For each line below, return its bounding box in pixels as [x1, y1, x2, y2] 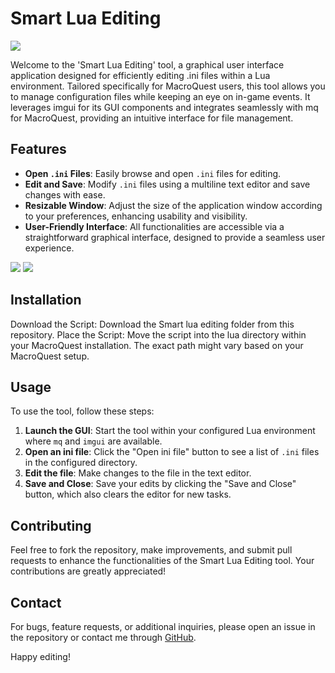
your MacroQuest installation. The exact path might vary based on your [10, 339, 304, 351]
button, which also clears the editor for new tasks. [24, 488, 232, 501]
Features [10, 141, 67, 158]
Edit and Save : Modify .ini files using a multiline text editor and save [24, 178, 311, 190]
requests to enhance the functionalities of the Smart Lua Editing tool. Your [10, 555, 315, 567]
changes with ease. [24, 188, 106, 201]
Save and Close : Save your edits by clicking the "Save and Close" [24, 478, 297, 490]
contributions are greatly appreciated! [10, 565, 167, 577]
